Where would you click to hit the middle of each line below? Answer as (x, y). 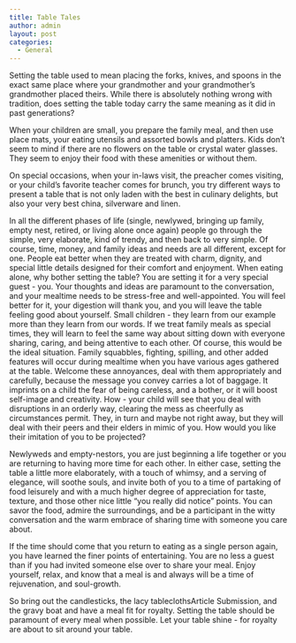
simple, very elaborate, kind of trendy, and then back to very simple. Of (139, 240)
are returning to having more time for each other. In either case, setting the (145, 463)
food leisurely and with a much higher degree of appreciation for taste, (138, 492)
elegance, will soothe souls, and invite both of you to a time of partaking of (145, 482)
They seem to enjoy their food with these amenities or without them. (133, 158)
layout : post (33, 34)
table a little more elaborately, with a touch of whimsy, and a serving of (138, 473)
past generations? (42, 113)
